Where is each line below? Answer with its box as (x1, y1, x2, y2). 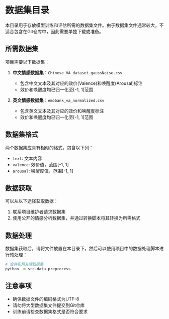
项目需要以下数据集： (5, 59, 49, 65)
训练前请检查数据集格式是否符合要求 (12, 308, 88, 314)
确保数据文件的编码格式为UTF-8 (12, 296, 79, 302)
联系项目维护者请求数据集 (12, 209, 66, 215)
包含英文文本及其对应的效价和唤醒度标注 (20, 108, 104, 114)
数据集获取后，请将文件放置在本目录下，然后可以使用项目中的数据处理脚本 (5, 246, 159, 252)
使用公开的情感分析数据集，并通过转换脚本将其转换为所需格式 (12, 215, 141, 221)
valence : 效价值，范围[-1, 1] (12, 161, 69, 167)
